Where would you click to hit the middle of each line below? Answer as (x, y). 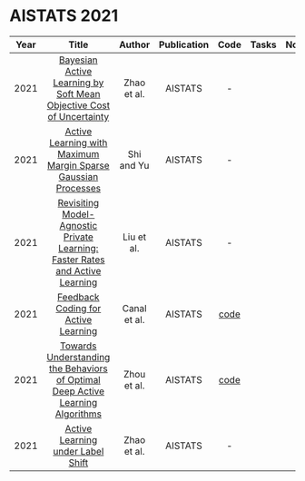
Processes (79, 188)
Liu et (134, 237)
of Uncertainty (79, 116)
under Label (79, 451)
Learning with (79, 142)
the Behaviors (78, 368)
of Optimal (79, 379)
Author (135, 44)
